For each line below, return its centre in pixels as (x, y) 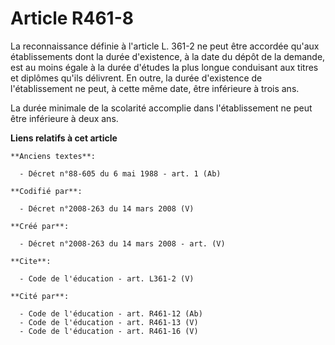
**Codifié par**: (46, 191)
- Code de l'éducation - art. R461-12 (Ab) (111, 313)
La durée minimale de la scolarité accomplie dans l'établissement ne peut (161, 108)
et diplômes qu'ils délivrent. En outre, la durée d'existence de (136, 78)
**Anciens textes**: (53, 156)
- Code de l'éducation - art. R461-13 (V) (109, 322)
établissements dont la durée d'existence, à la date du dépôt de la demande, (168, 56)
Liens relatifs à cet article (64, 138)
